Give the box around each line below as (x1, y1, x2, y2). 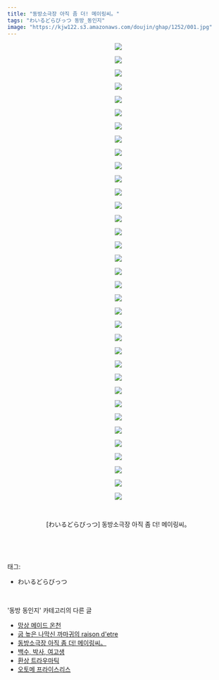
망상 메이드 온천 (17, 621, 61, 630)
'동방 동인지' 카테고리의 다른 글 (7, 606, 92, 614)
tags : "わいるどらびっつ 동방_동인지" (7, 17, 106, 24)
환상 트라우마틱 (17, 657, 60, 665)
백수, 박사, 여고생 (17, 648, 65, 656)
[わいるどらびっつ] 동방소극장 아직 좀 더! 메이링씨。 (46, 520, 191, 529)
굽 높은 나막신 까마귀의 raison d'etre (17, 630, 118, 638)
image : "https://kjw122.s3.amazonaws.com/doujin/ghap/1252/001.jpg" (7, 23, 213, 30)
